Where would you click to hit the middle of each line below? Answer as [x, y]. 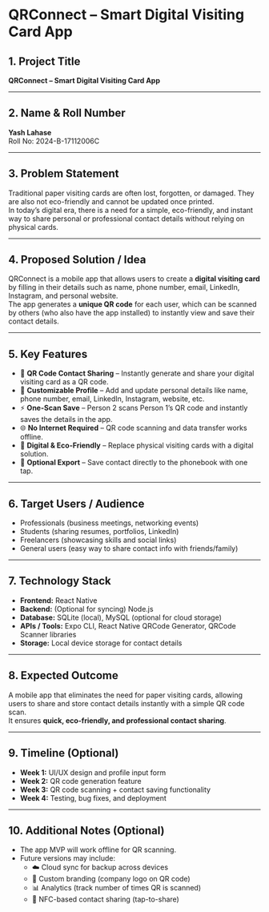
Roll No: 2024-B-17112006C [54, 141]
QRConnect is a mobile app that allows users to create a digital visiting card [134, 279]
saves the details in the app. [66, 420]
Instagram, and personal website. [63, 296]
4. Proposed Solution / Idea [77, 260]
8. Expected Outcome [63, 675]
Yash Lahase [30, 132]
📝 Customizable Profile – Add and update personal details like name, [134, 391]
